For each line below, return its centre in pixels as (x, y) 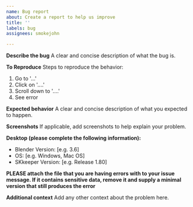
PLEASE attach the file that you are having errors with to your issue (91, 174)
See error (26, 98)
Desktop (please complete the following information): (74, 138)
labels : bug (21, 28)
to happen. (19, 115)
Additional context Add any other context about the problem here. (88, 198)
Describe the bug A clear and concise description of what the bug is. (91, 56)
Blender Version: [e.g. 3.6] (47, 150)
